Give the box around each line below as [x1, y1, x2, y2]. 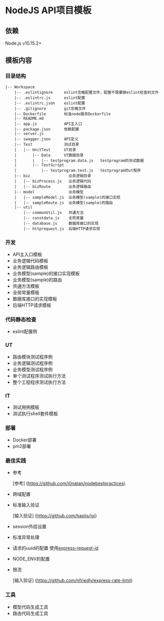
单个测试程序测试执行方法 [12, 372, 66, 378]
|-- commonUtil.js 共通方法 [23, 210, 84, 215]
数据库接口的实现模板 [12, 295, 57, 302]
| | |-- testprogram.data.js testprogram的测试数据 [14, 158, 144, 163]
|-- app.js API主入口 [14, 121, 82, 126]
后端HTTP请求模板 [12, 302, 51, 308]
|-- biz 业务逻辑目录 [14, 173, 91, 178]
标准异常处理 [12, 534, 39, 540]
